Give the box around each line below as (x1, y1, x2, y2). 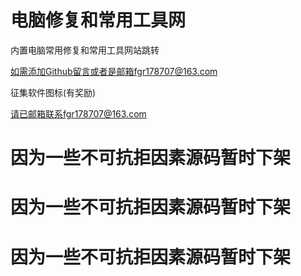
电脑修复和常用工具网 (10, 9, 187, 32)
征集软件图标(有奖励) (10, 86, 97, 98)
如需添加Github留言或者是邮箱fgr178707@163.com (10, 65, 218, 77)
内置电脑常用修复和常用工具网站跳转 (10, 44, 160, 56)
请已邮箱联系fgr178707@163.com (10, 107, 147, 120)
